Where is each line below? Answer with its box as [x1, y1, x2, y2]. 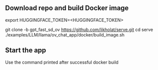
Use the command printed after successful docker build [5, 59, 118, 65]
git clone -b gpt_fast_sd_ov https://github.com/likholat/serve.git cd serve [5, 27, 153, 33]
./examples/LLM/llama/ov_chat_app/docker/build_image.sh [5, 32, 125, 37]
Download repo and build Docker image [5, 4, 129, 12]
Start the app [5, 46, 46, 55]
